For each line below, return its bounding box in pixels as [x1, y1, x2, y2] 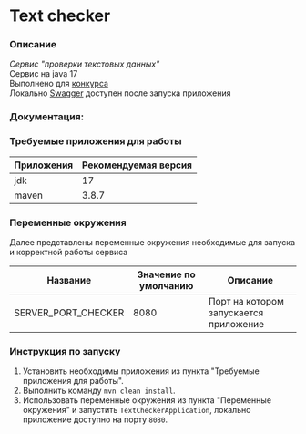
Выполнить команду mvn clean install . [22, 385, 176, 397]
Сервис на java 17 [9, 68, 78, 79]
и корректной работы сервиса [9, 247, 128, 257]
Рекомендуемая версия [81, 159, 193, 171]
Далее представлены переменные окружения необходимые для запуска [9, 237, 296, 247]
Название [46, 274, 92, 286]
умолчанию [139, 280, 194, 292]
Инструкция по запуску [9, 345, 121, 357]
